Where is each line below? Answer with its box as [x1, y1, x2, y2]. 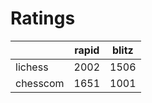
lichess [15, 60, 49, 74]
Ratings [10, 7, 76, 30]
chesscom [15, 76, 65, 90]
